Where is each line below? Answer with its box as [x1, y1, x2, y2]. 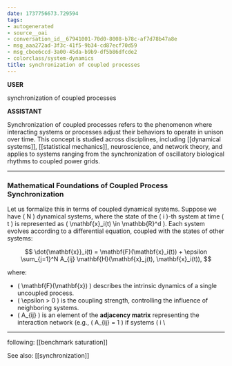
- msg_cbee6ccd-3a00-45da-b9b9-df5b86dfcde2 [7, 49, 137, 56]
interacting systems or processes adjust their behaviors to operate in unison [7, 128, 224, 136]
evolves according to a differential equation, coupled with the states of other [7, 227, 224, 235]
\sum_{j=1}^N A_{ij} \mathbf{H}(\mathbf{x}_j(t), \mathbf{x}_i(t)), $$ [20, 254, 212, 263]
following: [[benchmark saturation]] [7, 338, 108, 346]
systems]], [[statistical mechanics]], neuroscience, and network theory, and [7, 142, 223, 150]
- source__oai [7, 29, 48, 37]
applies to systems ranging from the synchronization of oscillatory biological [7, 150, 224, 158]
